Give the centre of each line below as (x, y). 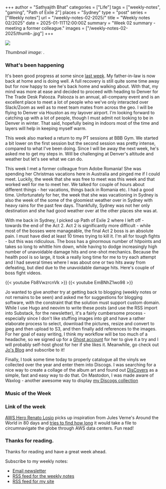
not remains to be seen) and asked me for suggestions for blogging (74, 297)
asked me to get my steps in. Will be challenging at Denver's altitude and (79, 154)
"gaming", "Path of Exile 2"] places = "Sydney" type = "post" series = (76, 12)
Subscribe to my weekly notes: (37, 461)
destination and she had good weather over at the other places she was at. (82, 211)
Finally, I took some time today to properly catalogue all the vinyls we (76, 360)
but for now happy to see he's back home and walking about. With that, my (82, 87)
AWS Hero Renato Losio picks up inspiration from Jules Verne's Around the (82, 417)
